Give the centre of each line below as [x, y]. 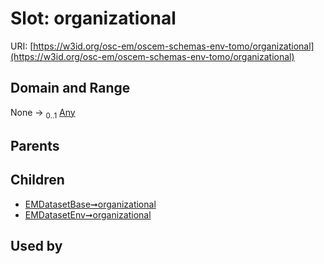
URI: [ [22, 46]
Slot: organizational [93, 18]
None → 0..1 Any [43, 113]
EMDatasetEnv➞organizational [88, 214]
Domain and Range [70, 88]
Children [37, 180]
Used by [36, 246]
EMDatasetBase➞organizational [90, 204]
